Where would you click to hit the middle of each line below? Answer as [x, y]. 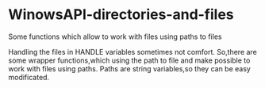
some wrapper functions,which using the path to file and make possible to [129, 60]
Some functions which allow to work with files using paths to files [115, 36]
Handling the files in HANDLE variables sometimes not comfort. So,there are [133, 52]
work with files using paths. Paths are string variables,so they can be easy [130, 68]
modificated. [29, 77]
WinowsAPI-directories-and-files [121, 15]
